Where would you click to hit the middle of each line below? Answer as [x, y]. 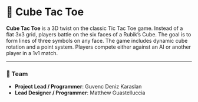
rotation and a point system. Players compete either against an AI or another [99, 47]
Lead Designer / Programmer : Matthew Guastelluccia [80, 93]
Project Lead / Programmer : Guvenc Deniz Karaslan [78, 87]
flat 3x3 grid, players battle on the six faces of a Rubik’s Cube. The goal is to [99, 34]
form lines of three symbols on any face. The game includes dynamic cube [97, 40]
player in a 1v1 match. [32, 53]
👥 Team [17, 74]
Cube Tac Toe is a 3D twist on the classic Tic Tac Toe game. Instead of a [95, 28]
